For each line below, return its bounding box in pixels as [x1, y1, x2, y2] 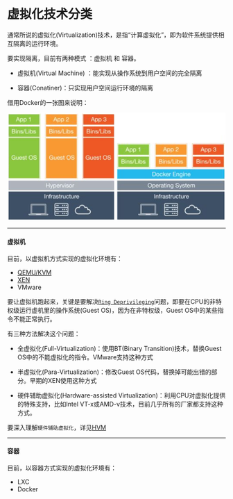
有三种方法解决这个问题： [7, 329, 80, 338]
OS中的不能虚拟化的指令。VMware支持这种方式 [17, 352, 154, 361]
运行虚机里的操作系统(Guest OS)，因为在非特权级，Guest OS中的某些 [19, 306, 218, 314]
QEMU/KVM [17, 268, 52, 277]
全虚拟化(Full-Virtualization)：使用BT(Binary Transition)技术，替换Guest [17, 344, 222, 352]
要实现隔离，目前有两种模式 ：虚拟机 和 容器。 [7, 54, 140, 63]
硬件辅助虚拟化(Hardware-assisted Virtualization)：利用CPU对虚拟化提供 [17, 391, 226, 400]
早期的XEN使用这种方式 [29, 376, 97, 384]
